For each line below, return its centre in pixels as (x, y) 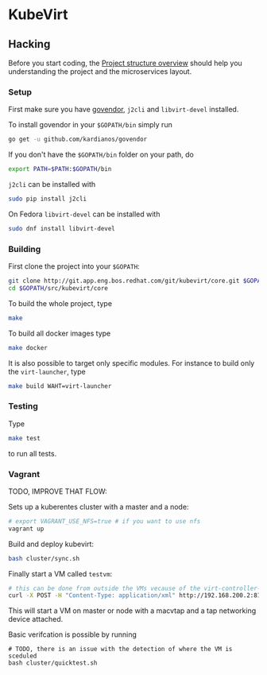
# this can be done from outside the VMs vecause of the (104, 588)
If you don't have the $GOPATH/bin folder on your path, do (101, 155)
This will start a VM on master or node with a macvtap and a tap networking (132, 611)
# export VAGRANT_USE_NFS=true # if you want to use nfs (104, 521)
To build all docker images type (60, 333)
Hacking (29, 44)
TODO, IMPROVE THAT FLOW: (58, 491)
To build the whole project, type (60, 303)
